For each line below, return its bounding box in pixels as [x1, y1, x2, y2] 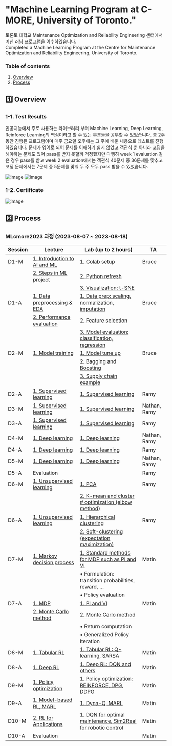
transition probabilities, [79, 577, 135, 584]
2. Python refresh [79, 272, 122, 280]
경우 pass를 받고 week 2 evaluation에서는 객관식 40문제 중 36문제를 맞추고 [10, 157, 163, 163]
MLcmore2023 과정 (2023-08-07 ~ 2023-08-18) [5, 232, 128, 240]
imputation [79, 305, 106, 312]
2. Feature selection [79, 316, 128, 324]
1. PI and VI [79, 600, 107, 607]
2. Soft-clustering [79, 528, 123, 535]
